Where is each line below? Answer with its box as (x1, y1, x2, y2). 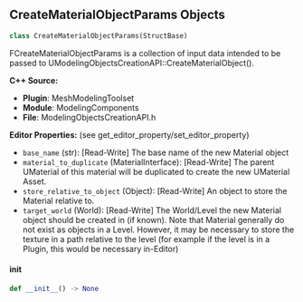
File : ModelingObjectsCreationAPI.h (22, 112, 156, 122)
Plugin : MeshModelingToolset (22, 93, 135, 103)
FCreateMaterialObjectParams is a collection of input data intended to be (9, 47, 281, 58)
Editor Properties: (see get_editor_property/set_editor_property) (9, 129, 251, 140)
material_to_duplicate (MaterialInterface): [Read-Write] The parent (22, 156, 275, 167)
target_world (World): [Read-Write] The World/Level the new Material (22, 204, 282, 216)
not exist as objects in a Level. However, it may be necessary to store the (22, 224, 295, 235)
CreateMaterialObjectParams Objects (9, 7, 226, 23)
